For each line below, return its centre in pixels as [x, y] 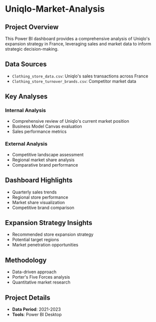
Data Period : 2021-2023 [36, 309]
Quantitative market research [41, 282]
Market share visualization [38, 202]
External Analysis [26, 144]
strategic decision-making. [32, 49]
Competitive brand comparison [43, 208]
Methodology [26, 260]
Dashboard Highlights [39, 180]
